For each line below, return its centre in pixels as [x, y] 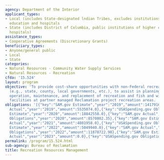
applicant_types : [23, 14]
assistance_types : [24, 37]
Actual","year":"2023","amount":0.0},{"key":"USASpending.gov [74, 137]
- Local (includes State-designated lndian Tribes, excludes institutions [83, 19]
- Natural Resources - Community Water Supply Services [63, 69]
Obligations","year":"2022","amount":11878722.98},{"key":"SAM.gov [80, 132]
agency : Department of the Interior [42, 10]
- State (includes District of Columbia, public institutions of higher [81, 28]
